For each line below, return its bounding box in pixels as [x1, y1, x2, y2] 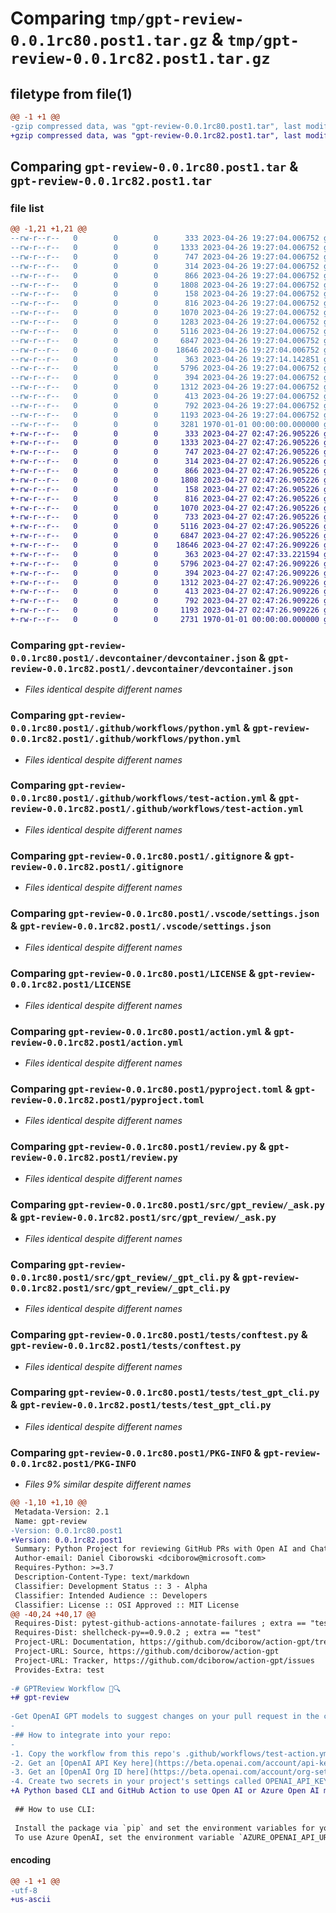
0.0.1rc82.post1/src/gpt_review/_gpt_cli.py [10, 1282, 231, 1294]
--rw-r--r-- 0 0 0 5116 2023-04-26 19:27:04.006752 [10, 326, 320, 336]
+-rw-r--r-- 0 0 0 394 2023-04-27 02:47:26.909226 [10, 568, 320, 578]
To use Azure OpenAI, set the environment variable [14, 1832, 235, 1842]
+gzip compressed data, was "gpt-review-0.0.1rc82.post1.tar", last [10, 130, 302, 141]
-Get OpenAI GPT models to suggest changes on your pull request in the [10, 1712, 320, 1722]
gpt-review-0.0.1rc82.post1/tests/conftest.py [10, 1340, 242, 1352]
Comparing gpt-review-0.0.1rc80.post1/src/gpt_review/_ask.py [10, 1197, 325, 1211]
